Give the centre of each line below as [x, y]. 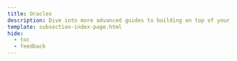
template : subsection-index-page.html [65, 27]
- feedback [30, 46]
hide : [15, 33]
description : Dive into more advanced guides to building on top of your [119, 20]
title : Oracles [30, 14]
